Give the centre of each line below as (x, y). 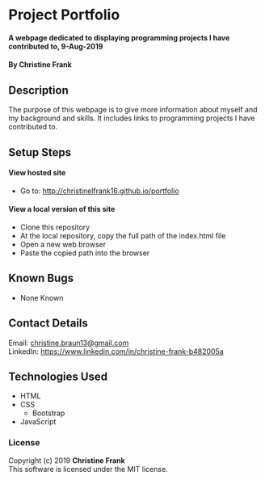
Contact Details (48, 324)
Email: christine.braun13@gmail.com (69, 343)
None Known (42, 297)
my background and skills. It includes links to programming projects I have (132, 118)
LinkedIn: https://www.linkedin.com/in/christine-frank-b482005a (116, 351)
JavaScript (38, 422)
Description (38, 90)
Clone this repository (55, 227)
